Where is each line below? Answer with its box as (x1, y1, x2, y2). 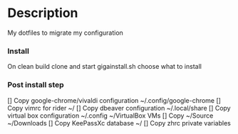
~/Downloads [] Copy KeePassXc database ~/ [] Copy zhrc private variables (7, 118, 232, 127)
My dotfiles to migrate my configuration (7, 28, 123, 37)
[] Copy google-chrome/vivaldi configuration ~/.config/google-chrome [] (7, 96, 221, 104)
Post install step (7, 80, 64, 90)
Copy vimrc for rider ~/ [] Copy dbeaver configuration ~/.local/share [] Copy (7, 104, 231, 112)
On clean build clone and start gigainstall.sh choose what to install (7, 62, 202, 71)
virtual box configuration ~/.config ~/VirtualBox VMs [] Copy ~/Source (7, 111, 214, 120)
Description (7, 5, 78, 21)
